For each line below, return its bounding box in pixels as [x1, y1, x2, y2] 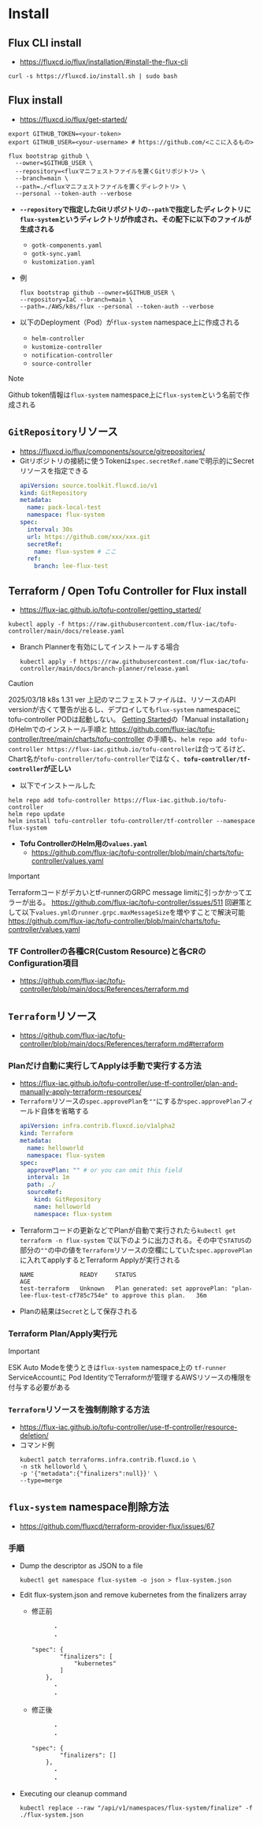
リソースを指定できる [19, 466, 89, 475]
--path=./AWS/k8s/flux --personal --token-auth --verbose [19, 302, 214, 310]
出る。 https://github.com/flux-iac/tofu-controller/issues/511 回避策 [28, 897, 246, 907]
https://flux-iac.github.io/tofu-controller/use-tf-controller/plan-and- [19, 1079, 239, 1088]
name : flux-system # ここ [34, 548, 117, 556]
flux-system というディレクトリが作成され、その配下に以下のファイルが [19, 214, 252, 223]
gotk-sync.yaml [31, 249, 81, 257]
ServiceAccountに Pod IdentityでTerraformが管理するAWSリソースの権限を [8, 1372, 252, 1382]
